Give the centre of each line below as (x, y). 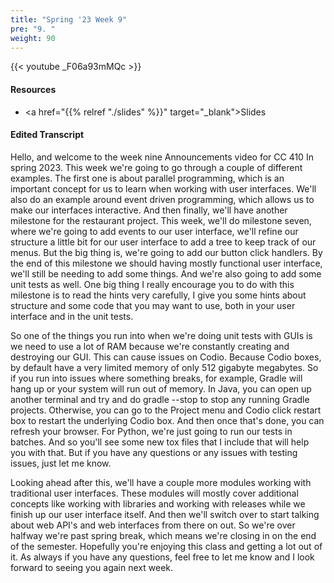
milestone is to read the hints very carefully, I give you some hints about (158, 295)
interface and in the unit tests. (72, 316)
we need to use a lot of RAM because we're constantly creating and (150, 346)
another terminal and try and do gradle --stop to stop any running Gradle (160, 399)
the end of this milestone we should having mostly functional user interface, (166, 263)
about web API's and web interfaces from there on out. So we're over (153, 525)
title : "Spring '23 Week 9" (69, 19)
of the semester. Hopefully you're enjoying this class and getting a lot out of (166, 546)
